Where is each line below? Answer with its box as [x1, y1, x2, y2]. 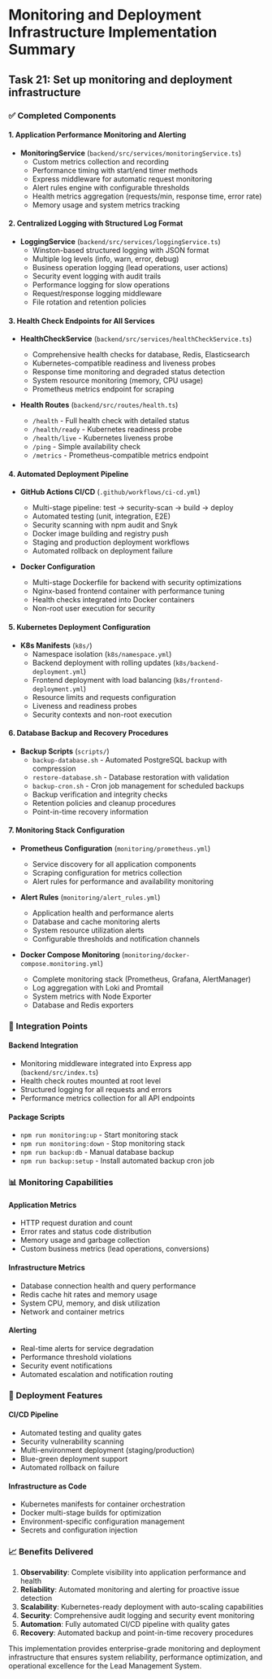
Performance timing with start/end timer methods [32, 165, 198, 175]
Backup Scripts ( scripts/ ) [19, 746, 110, 756]
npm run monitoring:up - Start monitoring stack [19, 1130, 179, 1140]
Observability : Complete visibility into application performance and [19, 1568, 246, 1577]
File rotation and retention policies [32, 297, 147, 307]
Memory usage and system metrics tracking [32, 199, 180, 209]
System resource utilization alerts [32, 925, 145, 935]
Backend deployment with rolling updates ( [32, 658, 176, 667]
